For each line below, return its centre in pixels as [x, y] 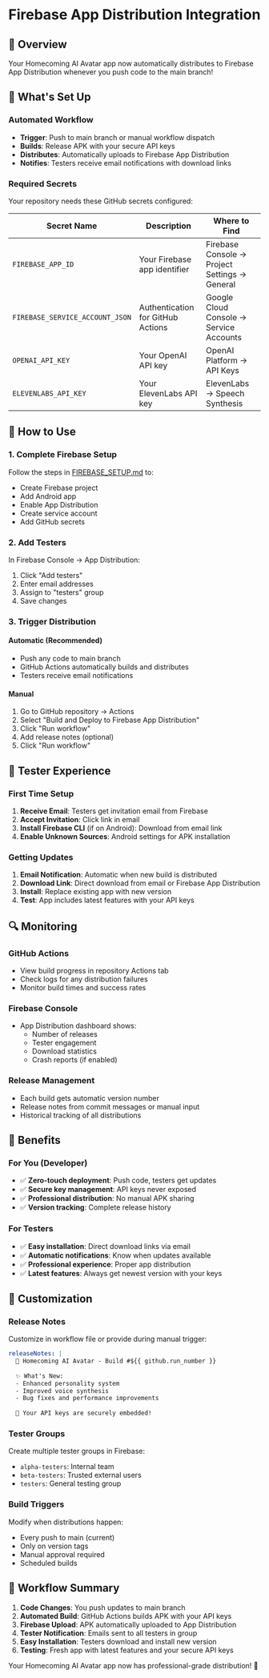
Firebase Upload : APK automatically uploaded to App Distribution [128, 1624]
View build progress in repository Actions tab [94, 970]
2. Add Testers [37, 542]
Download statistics [64, 1051]
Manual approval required [62, 1554]
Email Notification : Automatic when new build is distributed [118, 875]
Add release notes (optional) [67, 737]
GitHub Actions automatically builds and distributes [104, 667]
